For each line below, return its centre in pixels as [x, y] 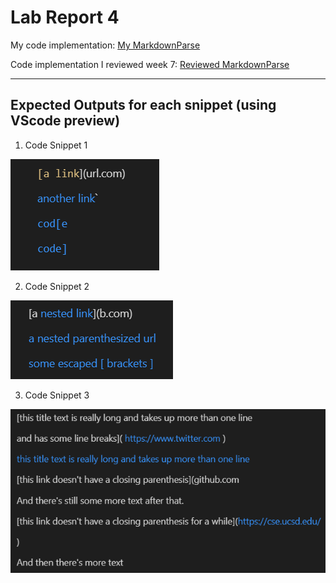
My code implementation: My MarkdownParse [105, 45]
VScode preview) [65, 121]
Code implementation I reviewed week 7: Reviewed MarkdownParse [150, 64]
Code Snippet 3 [57, 395]
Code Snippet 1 [56, 145]
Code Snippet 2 [57, 286]
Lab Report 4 [65, 17]
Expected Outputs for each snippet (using [143, 105]
